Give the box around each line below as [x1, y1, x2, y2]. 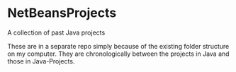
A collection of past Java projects [7, 28, 106, 37]
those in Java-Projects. [7, 56, 75, 65]
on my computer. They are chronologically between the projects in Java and [7, 49, 230, 58]
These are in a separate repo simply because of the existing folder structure [7, 42, 230, 50]
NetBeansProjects [7, 5, 117, 21]
